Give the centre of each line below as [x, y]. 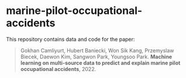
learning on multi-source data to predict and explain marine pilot [100, 63]
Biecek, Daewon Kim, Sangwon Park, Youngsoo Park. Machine [96, 56]
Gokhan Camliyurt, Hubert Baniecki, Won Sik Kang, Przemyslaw [97, 50]
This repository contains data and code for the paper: [70, 39]
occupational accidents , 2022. [58, 69]
